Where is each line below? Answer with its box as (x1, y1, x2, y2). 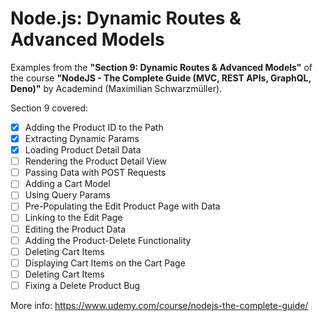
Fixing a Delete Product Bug (24, 279, 141, 291)
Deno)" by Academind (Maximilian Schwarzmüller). (10, 82, 223, 94)
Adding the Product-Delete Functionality (24, 234, 192, 246)
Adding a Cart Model (24, 178, 111, 190)
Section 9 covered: (10, 102, 89, 114)
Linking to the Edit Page (24, 212, 123, 224)
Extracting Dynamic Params (24, 133, 140, 144)
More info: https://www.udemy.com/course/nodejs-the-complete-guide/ (10, 299, 309, 311)
